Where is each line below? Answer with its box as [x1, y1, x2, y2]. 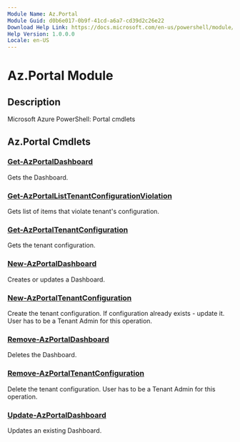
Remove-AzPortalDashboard [7, 334, 109, 344]
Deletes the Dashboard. [7, 351, 77, 359]
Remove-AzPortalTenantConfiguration [7, 369, 145, 379]
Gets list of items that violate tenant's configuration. [7, 207, 159, 216]
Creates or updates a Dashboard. [7, 275, 106, 284]
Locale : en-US [7, 37, 50, 44]
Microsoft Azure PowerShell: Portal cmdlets [7, 115, 136, 123]
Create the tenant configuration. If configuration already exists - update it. [7, 309, 225, 317]
